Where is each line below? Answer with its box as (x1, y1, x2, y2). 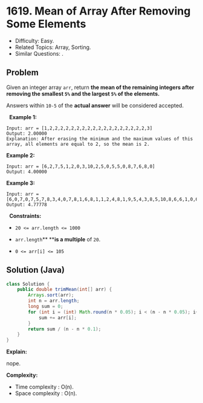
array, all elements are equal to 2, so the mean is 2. (6, 141, 150, 147)
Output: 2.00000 (6, 130, 47, 137)
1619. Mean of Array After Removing (6, 4, 191, 18)
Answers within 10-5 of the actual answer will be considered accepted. (6, 102, 184, 109)
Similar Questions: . (14, 50, 63, 57)
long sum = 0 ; (28, 304, 63, 310)
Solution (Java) (6, 265, 65, 275)
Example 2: (6, 151, 35, 159)
